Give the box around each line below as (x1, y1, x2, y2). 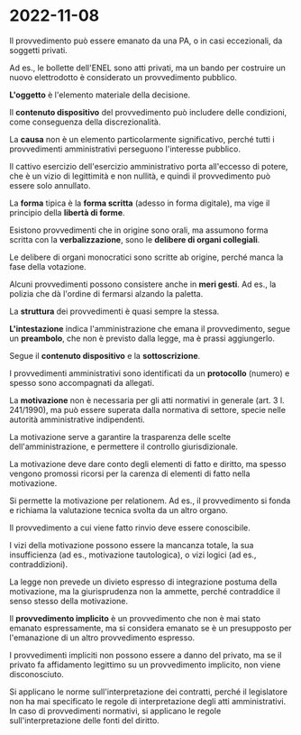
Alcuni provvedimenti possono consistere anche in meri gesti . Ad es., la (9, 279, 277, 289)
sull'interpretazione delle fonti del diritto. (9, 714, 160, 726)
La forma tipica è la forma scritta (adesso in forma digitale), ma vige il (9, 198, 270, 208)
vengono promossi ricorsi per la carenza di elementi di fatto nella (9, 468, 251, 479)
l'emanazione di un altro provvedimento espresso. (9, 632, 196, 643)
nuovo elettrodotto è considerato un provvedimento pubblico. (9, 71, 237, 82)
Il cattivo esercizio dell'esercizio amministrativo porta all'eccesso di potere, (9, 161, 288, 171)
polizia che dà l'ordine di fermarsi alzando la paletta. (9, 288, 204, 299)
